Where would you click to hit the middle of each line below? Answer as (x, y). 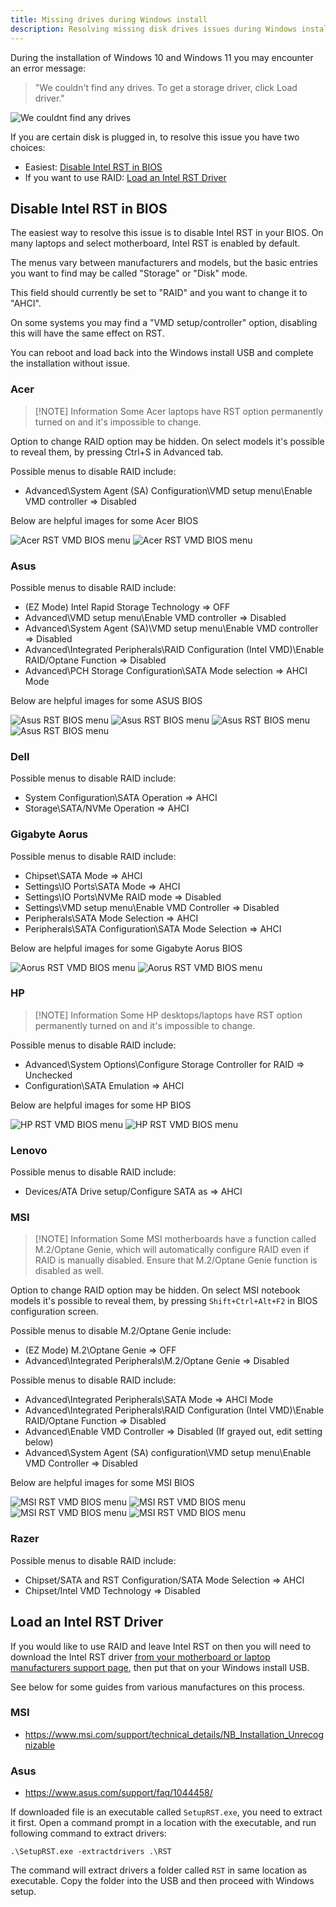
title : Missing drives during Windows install (109, 19)
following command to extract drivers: (88, 1833)
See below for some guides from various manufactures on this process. (158, 1687)
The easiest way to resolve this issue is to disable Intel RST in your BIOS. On (167, 233)
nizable (40, 1745)
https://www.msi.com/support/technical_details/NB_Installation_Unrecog (174, 1734)
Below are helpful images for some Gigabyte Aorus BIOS (126, 948)
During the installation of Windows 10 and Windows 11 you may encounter (162, 57)
